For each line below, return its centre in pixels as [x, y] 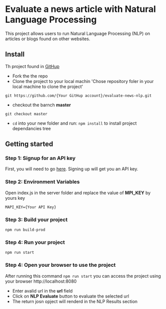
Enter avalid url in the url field [42, 291]
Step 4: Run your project [35, 242]
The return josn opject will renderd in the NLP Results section [75, 301]
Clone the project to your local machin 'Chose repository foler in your [83, 81]
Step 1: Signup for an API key [40, 158]
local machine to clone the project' [48, 86]
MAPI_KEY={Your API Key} [31, 207]
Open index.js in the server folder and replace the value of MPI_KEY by [78, 193]
